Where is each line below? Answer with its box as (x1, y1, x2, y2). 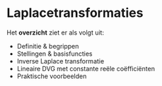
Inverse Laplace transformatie (16, 56, 105, 65)
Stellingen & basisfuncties (16, 49, 93, 58)
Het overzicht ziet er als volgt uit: (6, 28, 104, 37)
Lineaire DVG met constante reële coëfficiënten (16, 64, 155, 73)
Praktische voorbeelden (16, 72, 87, 80)
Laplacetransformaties (6, 5, 144, 21)
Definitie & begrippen (16, 42, 79, 50)
